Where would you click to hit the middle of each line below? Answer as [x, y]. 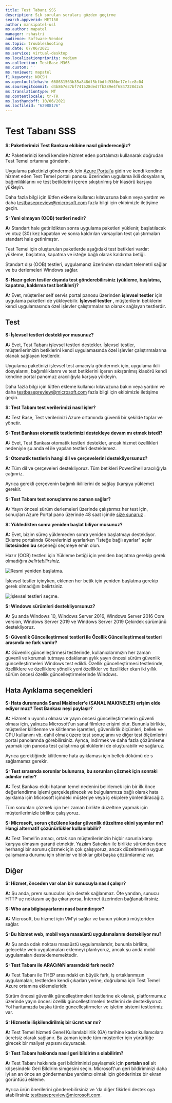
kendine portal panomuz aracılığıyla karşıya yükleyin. [61, 377]
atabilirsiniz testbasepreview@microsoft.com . [53, 1095]
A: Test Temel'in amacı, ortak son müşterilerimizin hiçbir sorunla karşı [79, 838]
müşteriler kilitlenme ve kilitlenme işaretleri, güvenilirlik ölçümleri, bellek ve [84, 729]
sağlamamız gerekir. [26, 761]
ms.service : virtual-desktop [36, 53]
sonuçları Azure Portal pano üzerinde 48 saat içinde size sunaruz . [76, 514]
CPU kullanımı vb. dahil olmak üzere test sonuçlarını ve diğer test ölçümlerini [86, 735]
